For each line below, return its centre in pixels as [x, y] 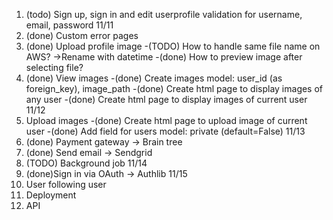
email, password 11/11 [69, 25]
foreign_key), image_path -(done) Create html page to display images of [174, 88]
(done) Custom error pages [82, 35]
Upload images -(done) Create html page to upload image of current [166, 120]
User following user [66, 184]
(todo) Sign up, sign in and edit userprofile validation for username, [164, 14]
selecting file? [54, 67]
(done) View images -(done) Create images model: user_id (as [154, 78]
